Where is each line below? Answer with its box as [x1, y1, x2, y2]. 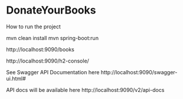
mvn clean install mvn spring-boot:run [6, 34, 99, 41]
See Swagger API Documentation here [6, 68, 100, 75]
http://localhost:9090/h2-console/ [6, 57, 90, 64]
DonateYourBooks [6, 4, 96, 17]
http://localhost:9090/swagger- [100, 68, 178, 75]
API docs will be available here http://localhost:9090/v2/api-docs [6, 86, 165, 93]
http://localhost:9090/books [6, 45, 75, 53]
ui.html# [6, 75, 27, 82]
